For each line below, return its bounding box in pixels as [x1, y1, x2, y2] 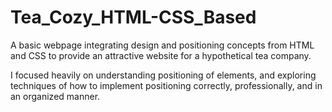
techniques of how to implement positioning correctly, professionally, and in [10, 79, 323, 91]
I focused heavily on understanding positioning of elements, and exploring [10, 69, 317, 81]
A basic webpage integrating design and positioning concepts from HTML [10, 39, 315, 51]
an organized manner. [10, 90, 101, 102]
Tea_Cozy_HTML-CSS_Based [10, 6, 257, 29]
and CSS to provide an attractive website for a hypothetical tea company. [10, 49, 312, 61]
